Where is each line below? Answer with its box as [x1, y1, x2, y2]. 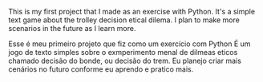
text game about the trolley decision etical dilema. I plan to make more [8, 15, 241, 25]
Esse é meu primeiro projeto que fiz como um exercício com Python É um [8, 39, 251, 49]
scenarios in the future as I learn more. [8, 24, 136, 33]
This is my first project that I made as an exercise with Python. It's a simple [8, 7, 255, 16]
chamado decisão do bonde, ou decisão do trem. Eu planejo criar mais [8, 56, 242, 65]
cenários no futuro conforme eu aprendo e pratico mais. [8, 64, 194, 74]
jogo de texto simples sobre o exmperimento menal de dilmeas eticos [8, 48, 238, 57]
